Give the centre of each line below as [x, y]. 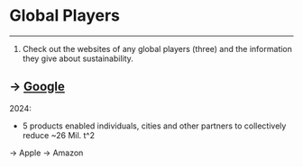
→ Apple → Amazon [46, 153]
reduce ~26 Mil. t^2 [59, 135]
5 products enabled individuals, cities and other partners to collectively [154, 126]
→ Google [37, 87]
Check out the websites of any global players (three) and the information [157, 48]
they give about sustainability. [78, 58]
